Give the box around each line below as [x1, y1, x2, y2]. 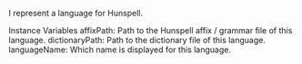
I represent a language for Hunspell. [8, 8, 144, 18]
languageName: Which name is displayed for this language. [8, 44, 231, 55]
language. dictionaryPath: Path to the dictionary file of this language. [8, 35, 266, 45]
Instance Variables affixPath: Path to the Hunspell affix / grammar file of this [8, 25, 293, 35]
